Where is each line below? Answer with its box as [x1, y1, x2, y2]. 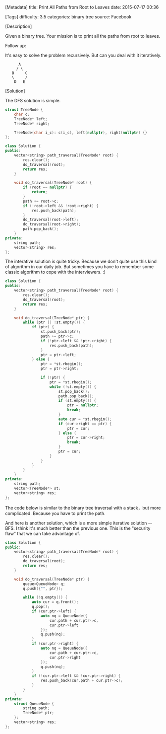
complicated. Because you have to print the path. [5, 510, 106, 516]
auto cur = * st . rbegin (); [58, 417, 112, 422]
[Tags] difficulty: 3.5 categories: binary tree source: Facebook [5, 14, 132, 19]
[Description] [5, 23, 32, 29]
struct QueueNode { [14, 701, 55, 706]
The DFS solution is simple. [5, 98, 61, 103]
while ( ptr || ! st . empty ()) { [23, 320, 85, 325]
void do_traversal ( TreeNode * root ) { [14, 180, 92, 185]
